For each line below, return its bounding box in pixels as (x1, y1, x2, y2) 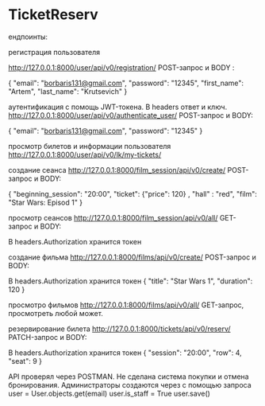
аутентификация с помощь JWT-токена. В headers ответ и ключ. (8, 102, 228, 111)
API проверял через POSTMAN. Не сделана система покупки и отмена (8, 372, 249, 381)
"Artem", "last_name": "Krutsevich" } (8, 86, 128, 96)
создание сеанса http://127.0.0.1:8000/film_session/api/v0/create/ (8, 165, 226, 174)
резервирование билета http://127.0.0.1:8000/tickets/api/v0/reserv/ (8, 324, 232, 334)
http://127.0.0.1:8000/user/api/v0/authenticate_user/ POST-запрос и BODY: (8, 110, 254, 120)
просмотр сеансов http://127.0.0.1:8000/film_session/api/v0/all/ (8, 213, 218, 222)
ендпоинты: (8, 32, 48, 41)
